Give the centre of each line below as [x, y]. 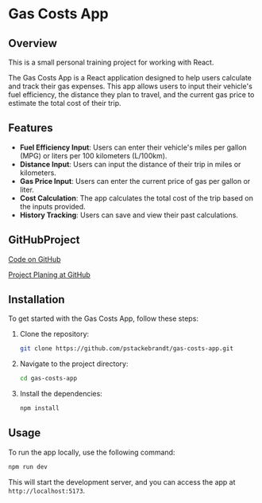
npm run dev [28, 466]
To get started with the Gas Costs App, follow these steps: [103, 318]
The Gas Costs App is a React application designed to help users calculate [130, 78]
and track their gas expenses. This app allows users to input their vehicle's [130, 86]
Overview [33, 43]
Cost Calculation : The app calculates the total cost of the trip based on [137, 198]
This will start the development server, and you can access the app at [122, 482]
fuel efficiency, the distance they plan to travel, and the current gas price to [131, 95]
